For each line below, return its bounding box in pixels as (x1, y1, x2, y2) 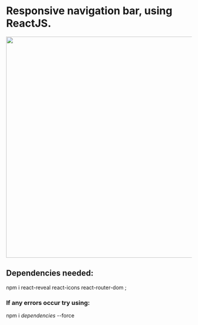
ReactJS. (6, 17, 52, 30)
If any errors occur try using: (6, 298, 90, 307)
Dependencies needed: (6, 268, 94, 278)
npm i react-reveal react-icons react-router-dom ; (6, 284, 127, 291)
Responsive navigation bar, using (6, 4, 173, 18)
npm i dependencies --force (6, 312, 75, 319)
